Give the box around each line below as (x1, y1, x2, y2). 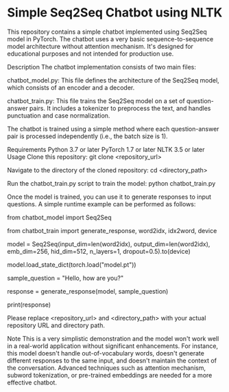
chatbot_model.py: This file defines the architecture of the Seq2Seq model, (7, 76, 219, 84)
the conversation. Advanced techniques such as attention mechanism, (7, 363, 206, 372)
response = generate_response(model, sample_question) (7, 287, 169, 295)
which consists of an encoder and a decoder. (7, 83, 135, 91)
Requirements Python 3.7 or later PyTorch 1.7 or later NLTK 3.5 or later (7, 145, 205, 153)
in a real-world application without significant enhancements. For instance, (7, 342, 218, 350)
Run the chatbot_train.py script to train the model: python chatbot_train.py (7, 179, 216, 187)
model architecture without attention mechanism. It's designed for (7, 42, 194, 50)
